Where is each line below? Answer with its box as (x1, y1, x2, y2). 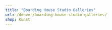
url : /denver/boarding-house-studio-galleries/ (5, 12, 107, 17)
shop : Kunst (5, 17, 30, 22)
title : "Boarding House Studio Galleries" (5, 7, 96, 13)
